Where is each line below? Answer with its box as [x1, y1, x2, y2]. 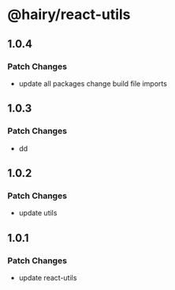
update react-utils [18, 273, 77, 282]
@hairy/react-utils [7, 6, 131, 24]
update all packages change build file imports [18, 78, 167, 88]
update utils [18, 208, 58, 218]
